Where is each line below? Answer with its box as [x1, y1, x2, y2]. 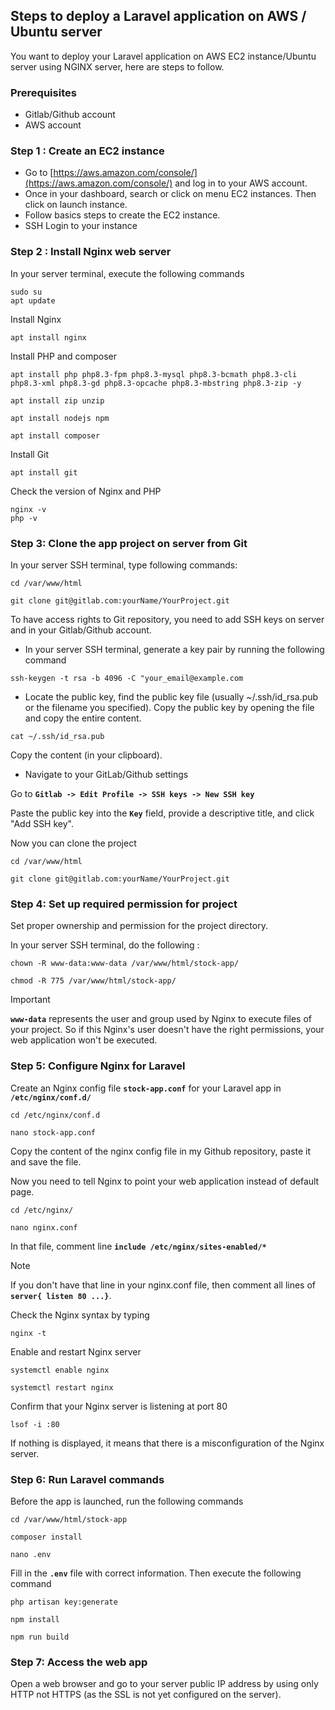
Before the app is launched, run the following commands [10, 1495, 244, 1507]
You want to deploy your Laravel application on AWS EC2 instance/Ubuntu [10, 50, 317, 62]
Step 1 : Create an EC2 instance [10, 144, 165, 158]
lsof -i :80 [10, 1419, 60, 1429]
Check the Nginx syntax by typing [10, 1309, 150, 1321]
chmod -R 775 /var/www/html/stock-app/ [10, 976, 177, 986]
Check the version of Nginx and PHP [10, 485, 162, 497]
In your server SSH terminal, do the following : [10, 939, 200, 951]
